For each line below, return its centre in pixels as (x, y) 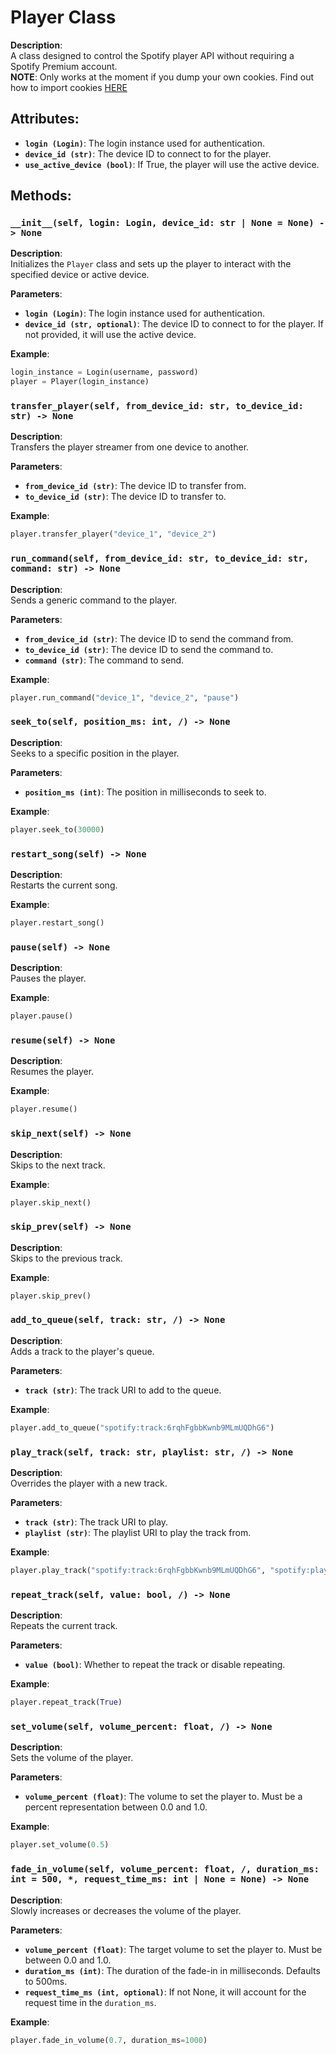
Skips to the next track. (58, 1165)
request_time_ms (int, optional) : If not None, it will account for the (165, 1992)
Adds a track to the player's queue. (82, 1351)
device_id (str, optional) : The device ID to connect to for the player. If (174, 324)
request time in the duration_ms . (90, 2002)
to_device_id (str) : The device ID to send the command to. (149, 649)
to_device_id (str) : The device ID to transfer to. (125, 497)
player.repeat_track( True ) (66, 1702)
